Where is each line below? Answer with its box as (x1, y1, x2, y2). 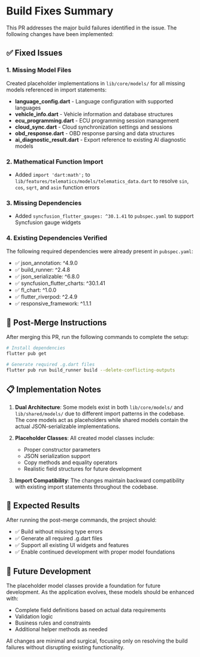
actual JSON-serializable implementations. (14, 423, 121, 430)
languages (14, 104, 41, 111)
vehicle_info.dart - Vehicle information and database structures (14, 110, 174, 118)
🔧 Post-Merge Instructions (6, 317, 107, 328)
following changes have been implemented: (6, 30, 114, 37)
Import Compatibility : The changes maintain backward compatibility (14, 477, 184, 484)
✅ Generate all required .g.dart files (14, 535, 103, 542)
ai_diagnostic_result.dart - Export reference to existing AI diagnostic (14, 136, 187, 143)
